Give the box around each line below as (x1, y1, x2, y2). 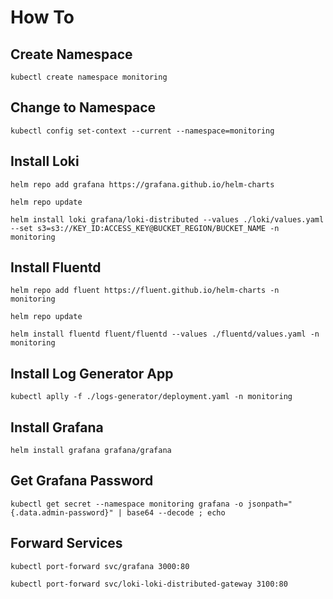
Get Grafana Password (10, 472, 154, 490)
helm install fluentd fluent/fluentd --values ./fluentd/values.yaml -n (10, 329, 320, 340)
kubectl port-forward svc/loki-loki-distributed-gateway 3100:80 (10, 579, 288, 589)
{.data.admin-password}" (10, 507, 114, 518)
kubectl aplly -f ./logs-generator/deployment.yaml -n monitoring (10, 392, 293, 402)
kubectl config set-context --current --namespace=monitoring (10, 126, 275, 136)
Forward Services (10, 535, 123, 552)
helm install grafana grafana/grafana (10, 446, 172, 456)
